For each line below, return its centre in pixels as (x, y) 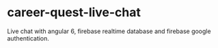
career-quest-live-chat (74, 13)
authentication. (28, 38)
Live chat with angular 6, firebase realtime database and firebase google (109, 31)
